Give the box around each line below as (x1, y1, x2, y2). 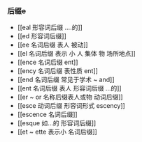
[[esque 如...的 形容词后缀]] (17, 119, 97, 127)
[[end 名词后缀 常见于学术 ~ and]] (17, 75, 115, 84)
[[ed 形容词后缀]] (17, 32, 66, 40)
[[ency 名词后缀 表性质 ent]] (17, 67, 98, 75)
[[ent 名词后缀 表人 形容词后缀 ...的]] (17, 84, 122, 93)
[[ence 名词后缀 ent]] (17, 58, 78, 67)
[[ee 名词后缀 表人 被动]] (17, 40, 89, 49)
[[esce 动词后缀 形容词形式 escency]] (17, 102, 126, 110)
